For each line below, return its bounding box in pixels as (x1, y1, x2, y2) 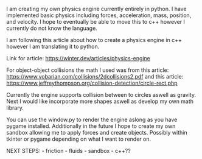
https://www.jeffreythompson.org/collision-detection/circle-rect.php (6, 79, 178, 87)
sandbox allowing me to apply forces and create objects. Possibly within (6, 129, 187, 136)
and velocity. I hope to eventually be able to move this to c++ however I (6, 18, 186, 25)
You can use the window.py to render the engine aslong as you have (6, 116, 178, 123)
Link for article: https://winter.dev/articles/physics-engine (6, 55, 150, 62)
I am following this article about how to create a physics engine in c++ (6, 37, 183, 43)
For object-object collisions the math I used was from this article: (6, 66, 169, 74)
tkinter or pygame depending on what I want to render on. (6, 135, 151, 143)
